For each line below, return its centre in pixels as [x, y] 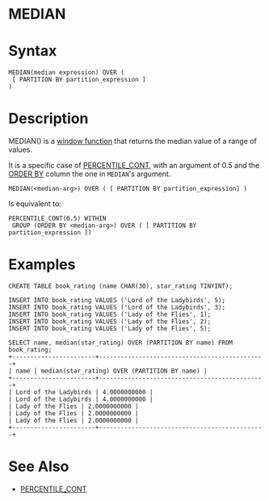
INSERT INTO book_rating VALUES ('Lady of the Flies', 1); [110, 314]
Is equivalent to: [35, 204]
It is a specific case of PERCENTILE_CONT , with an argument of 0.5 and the [134, 166]
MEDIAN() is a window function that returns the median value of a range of [132, 141]
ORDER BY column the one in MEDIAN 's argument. [90, 174]
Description [48, 119]
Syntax [33, 51]
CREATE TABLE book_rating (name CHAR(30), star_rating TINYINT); [120, 286]
